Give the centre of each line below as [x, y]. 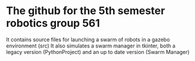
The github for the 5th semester [86, 11]
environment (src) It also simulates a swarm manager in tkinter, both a [91, 46]
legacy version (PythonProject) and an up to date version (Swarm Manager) [98, 52]
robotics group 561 [53, 23]
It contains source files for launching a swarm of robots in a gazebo [88, 39]
